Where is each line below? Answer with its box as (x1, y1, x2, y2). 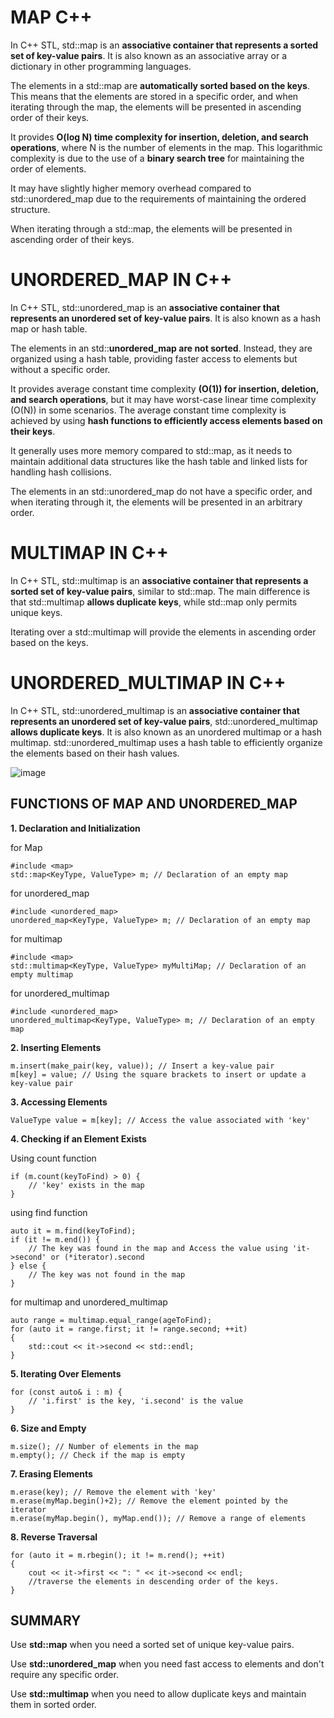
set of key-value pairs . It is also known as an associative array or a (10, 49, 288, 61)
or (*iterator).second (50, 1252, 145, 1262)
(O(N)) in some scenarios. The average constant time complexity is (10, 404, 287, 416)
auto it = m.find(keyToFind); (10, 1226, 137, 1236)
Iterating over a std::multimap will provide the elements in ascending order (10, 626, 317, 638)
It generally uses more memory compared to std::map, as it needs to (10, 444, 293, 456)
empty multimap (10, 969, 74, 980)
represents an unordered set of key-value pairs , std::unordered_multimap (10, 715, 318, 727)
